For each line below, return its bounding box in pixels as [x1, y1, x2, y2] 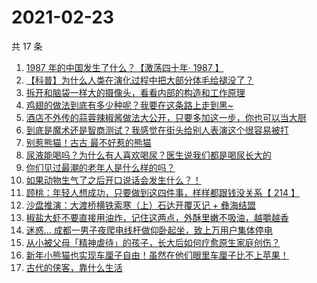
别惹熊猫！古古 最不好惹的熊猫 [25, 136, 152, 148]
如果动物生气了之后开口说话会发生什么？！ [25, 174, 202, 186]
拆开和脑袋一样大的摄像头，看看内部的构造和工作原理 [25, 86, 246, 98]
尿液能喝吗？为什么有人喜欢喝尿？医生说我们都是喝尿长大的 [25, 149, 272, 161]
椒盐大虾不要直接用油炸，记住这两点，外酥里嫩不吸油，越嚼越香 [25, 211, 289, 223]
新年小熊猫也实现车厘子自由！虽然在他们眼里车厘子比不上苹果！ [25, 249, 289, 261]
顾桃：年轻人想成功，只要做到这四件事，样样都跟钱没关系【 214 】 [25, 186, 300, 198]
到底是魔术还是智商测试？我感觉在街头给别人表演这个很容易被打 [25, 124, 289, 136]
